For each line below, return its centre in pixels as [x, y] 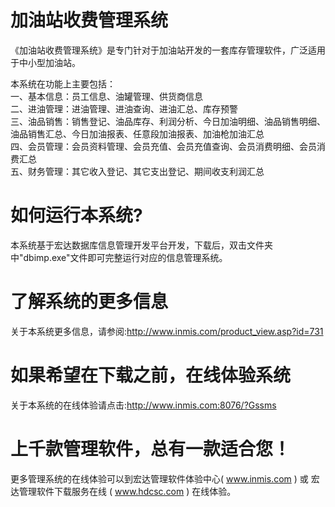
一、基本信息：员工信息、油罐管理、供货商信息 [106, 96]
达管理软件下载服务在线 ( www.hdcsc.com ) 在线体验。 [123, 491]
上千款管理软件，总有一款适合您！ [151, 448]
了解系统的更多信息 [89, 302]
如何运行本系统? [76, 215]
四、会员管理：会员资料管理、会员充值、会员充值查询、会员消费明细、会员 [163, 146]
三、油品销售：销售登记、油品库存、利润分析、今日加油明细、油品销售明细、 [168, 121]
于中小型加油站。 [45, 62]
